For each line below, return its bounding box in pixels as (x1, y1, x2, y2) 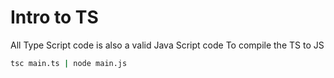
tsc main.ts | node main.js (10, 58, 128, 68)
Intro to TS (10, 6, 99, 29)
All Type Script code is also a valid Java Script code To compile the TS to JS (10, 39, 325, 51)
